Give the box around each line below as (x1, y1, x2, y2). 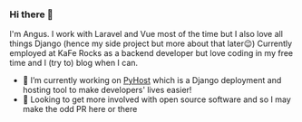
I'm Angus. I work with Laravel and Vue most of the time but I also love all (9, 29, 284, 40)
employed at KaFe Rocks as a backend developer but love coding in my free (9, 48, 293, 59)
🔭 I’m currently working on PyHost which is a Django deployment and (22, 75, 282, 86)
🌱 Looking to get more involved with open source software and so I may (22, 94, 292, 105)
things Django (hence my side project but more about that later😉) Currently (9, 38, 293, 49)
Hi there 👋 (9, 8, 54, 21)
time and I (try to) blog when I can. (9, 58, 139, 69)
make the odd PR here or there (22, 104, 138, 115)
